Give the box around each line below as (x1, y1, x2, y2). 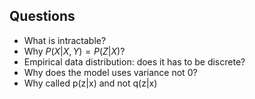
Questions (9, 8, 76, 25)
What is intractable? (23, 34, 107, 46)
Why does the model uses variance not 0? (23, 66, 198, 78)
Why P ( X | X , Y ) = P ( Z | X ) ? (23, 45, 126, 57)
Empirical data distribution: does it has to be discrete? (23, 55, 246, 68)
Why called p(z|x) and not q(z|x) (23, 77, 158, 89)
